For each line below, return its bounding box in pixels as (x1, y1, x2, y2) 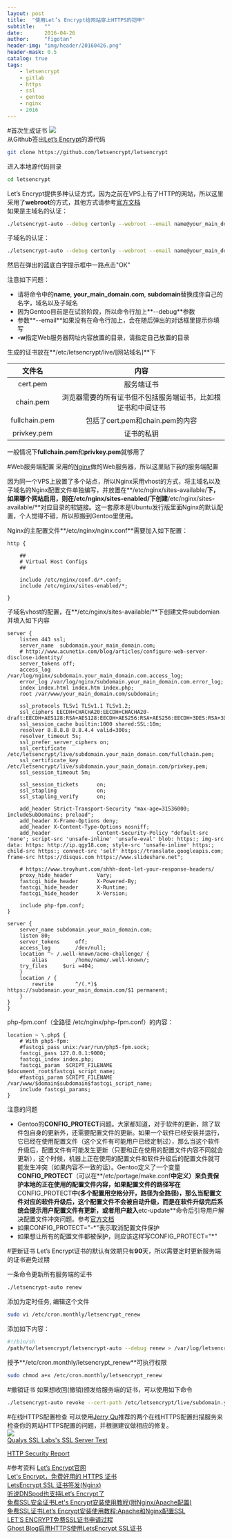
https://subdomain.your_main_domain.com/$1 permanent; (7, 987, 168, 994)
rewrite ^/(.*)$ (32, 981, 97, 988)
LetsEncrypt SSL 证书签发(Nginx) (7, 1480, 101, 1489)
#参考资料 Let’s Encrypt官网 (7, 1463, 86, 1472)
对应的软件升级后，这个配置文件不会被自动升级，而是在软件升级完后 (23, 1198, 217, 1206)
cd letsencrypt (7, 176, 51, 183)
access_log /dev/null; (19, 945, 107, 952)
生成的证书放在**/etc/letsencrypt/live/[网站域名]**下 (7, 348, 156, 357)
